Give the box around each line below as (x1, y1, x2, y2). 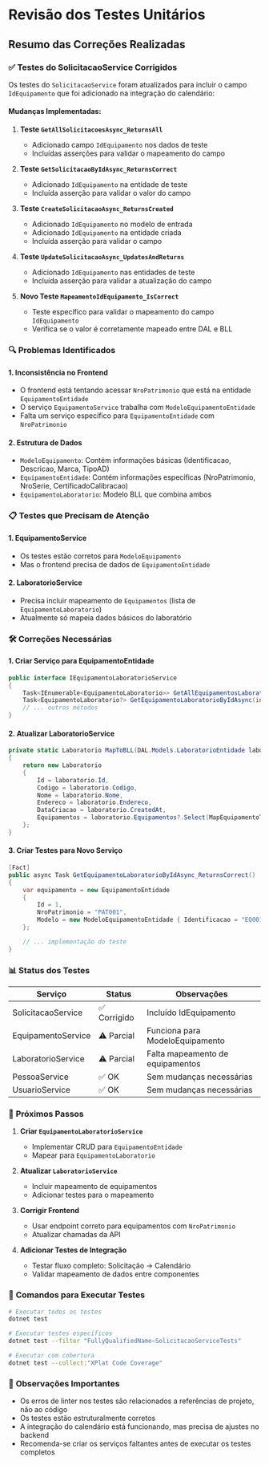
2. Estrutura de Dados (8, 437, 82, 447)
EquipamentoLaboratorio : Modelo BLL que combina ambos (19, 489, 212, 499)
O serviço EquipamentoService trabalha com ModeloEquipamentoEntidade (19, 403, 256, 412)
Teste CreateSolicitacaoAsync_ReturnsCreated (19, 204, 174, 213)
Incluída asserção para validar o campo (31, 237, 163, 246)
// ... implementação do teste (22, 937, 127, 946)
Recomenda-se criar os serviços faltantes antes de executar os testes (19, 1439, 251, 1449)
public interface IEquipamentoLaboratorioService (8, 674, 178, 682)
